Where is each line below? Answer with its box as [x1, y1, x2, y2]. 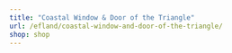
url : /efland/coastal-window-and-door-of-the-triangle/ [9, 22, 223, 31]
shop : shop [9, 30, 50, 39]
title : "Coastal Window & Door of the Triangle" [9, 13, 195, 22]
